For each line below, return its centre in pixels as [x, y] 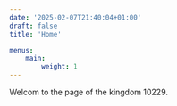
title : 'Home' [36, 34]
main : [36, 59]
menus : [21, 50]
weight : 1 [59, 67]
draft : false [34, 26]
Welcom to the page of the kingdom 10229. [88, 92]
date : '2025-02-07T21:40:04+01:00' [76, 17]
